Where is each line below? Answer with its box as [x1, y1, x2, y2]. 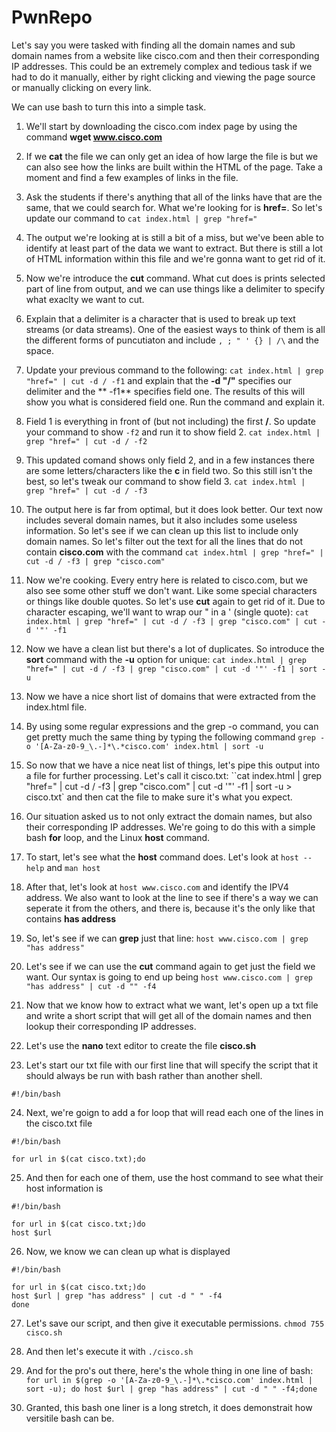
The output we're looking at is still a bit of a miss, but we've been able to [25, 231, 324, 243]
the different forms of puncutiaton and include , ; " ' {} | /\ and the [25, 334, 319, 346]
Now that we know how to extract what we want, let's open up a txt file [25, 999, 319, 1011]
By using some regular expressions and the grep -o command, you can [25, 720, 319, 732]
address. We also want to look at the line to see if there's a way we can [25, 891, 319, 903]
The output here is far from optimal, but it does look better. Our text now [25, 503, 324, 515]
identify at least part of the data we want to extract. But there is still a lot [25, 242, 324, 254]
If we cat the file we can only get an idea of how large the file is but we [25, 150, 319, 162]
